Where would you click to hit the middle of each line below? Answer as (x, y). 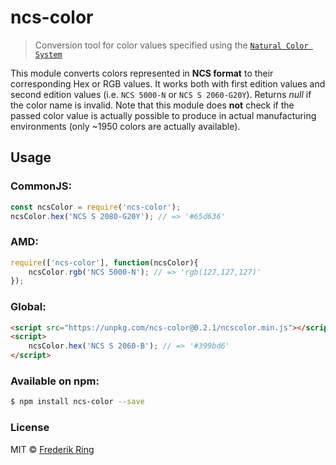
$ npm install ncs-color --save (77, 402)
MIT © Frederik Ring (52, 449)
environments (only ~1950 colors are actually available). (125, 126)
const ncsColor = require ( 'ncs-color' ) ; (96, 207)
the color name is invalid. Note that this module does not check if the (152, 105)
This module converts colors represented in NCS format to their (142, 73)
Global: (28, 307)
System (48, 54)
